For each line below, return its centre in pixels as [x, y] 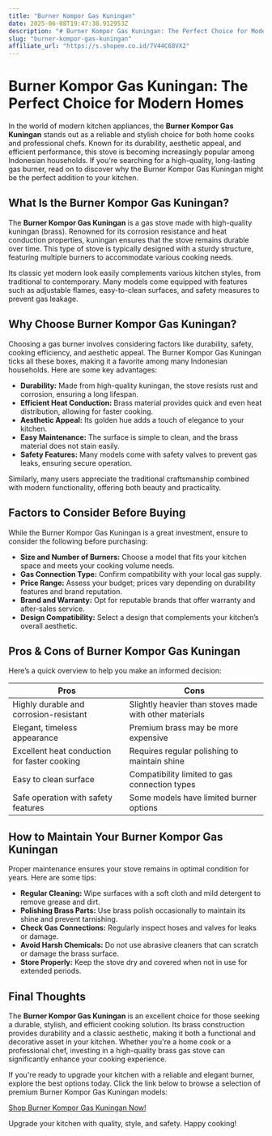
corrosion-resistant [50, 715]
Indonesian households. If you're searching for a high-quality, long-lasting [132, 161]
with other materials [167, 715]
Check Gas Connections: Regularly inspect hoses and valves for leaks [138, 928]
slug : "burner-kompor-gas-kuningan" [70, 39]
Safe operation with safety [63, 798]
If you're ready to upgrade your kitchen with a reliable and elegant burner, [132, 1074]
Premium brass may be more [184, 728]
